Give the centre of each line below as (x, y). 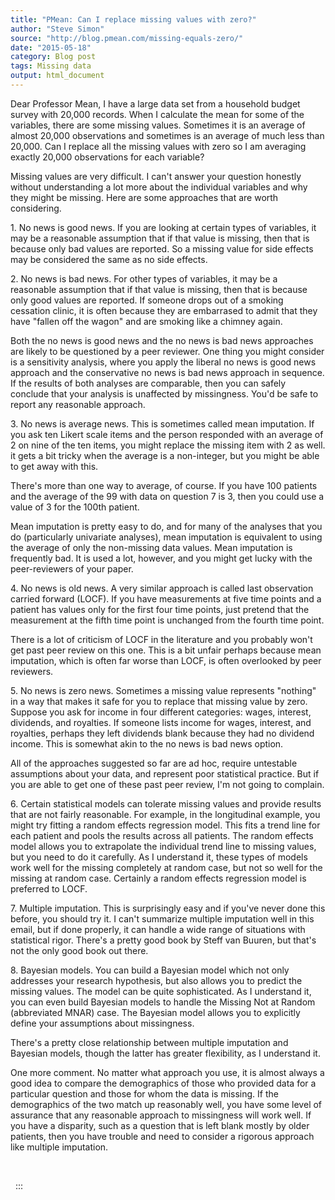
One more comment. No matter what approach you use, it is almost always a (167, 1072)
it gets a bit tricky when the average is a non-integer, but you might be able (165, 455)
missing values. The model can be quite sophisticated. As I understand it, (161, 991)
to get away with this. (54, 466)
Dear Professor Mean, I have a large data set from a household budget (155, 103)
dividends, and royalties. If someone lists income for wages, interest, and (161, 722)
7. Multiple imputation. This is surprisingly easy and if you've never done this (168, 908)
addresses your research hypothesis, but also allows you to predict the (156, 980)
